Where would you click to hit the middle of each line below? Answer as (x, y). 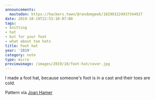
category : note (20, 55)
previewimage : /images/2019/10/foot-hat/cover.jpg (58, 64)
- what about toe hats (28, 41)
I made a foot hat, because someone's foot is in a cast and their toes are (77, 78)
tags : (10, 23)
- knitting (16, 28)
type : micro (17, 60)
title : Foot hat (21, 46)
